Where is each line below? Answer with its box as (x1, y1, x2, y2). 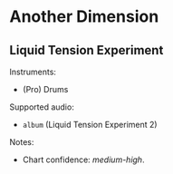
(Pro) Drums (22, 84, 69, 94)
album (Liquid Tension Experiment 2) (22, 120, 158, 130)
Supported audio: (9, 101, 74, 112)
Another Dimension (9, 6, 159, 27)
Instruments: (9, 66, 57, 77)
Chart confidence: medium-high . (22, 154, 145, 165)
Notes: (9, 137, 34, 147)
